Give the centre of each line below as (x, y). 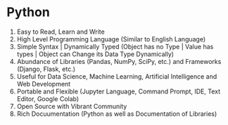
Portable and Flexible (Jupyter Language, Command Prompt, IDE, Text (119, 91)
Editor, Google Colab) (48, 98)
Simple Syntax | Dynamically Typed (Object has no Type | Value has (115, 46)
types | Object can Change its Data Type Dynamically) (95, 54)
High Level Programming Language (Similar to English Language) (111, 39)
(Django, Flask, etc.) (46, 69)
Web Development (44, 84)
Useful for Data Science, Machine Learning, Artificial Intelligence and (117, 76)
